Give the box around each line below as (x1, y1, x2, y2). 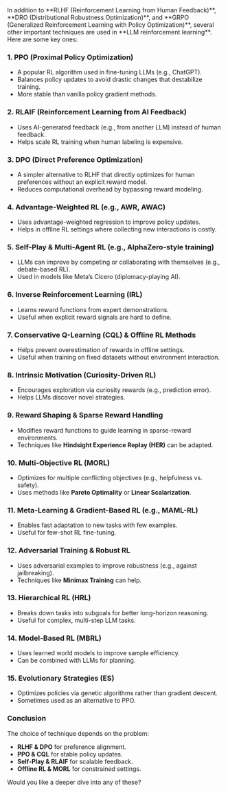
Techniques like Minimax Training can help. (16, 576, 142, 584)
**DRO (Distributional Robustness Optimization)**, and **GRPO (7, 13, 190, 21)
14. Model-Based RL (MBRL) (7, 633, 102, 643)
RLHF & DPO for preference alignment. (16, 743, 126, 751)
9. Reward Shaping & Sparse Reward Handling (7, 411, 163, 420)
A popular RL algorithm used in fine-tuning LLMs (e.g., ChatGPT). (16, 68, 203, 76)
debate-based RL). (16, 265, 71, 274)
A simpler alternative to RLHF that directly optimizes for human (16, 170, 195, 178)
